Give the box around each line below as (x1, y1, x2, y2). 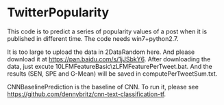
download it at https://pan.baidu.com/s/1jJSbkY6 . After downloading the (7, 55, 211, 63)
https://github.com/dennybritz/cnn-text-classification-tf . (7, 90, 166, 98)
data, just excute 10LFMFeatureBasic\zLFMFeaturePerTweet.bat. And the (7, 62, 212, 70)
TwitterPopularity (7, 5, 110, 20)
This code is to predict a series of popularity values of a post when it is (7, 27, 208, 35)
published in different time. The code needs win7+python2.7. (7, 34, 179, 42)
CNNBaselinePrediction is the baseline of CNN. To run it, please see (7, 82, 199, 91)
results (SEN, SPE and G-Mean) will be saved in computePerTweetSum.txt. (7, 70, 218, 78)
